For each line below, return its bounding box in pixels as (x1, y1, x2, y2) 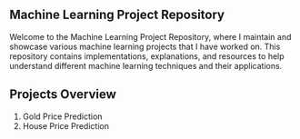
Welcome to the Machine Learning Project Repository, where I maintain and (9, 31, 292, 42)
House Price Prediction (22, 120, 109, 131)
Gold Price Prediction (22, 111, 103, 122)
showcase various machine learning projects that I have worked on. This (9, 41, 281, 52)
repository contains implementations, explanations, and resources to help (9, 50, 285, 62)
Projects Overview (9, 86, 116, 103)
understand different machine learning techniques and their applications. (9, 60, 283, 71)
